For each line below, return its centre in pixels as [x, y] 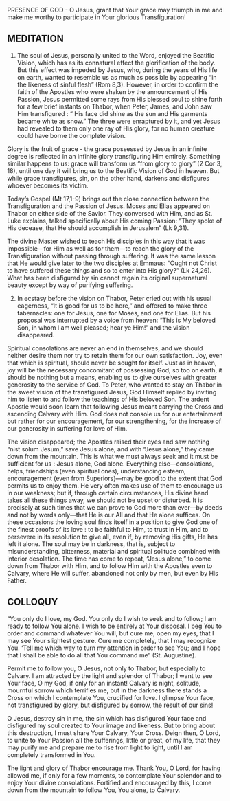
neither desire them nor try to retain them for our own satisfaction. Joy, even [115, 355]
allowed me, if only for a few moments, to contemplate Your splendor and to [114, 775]
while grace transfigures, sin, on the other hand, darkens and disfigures [108, 178]
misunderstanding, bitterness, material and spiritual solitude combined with [114, 551]
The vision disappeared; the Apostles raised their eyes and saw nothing [108, 442]
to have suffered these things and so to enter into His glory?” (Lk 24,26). [110, 270]
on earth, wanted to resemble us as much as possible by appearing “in [117, 77]
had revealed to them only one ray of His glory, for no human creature [116, 128]
